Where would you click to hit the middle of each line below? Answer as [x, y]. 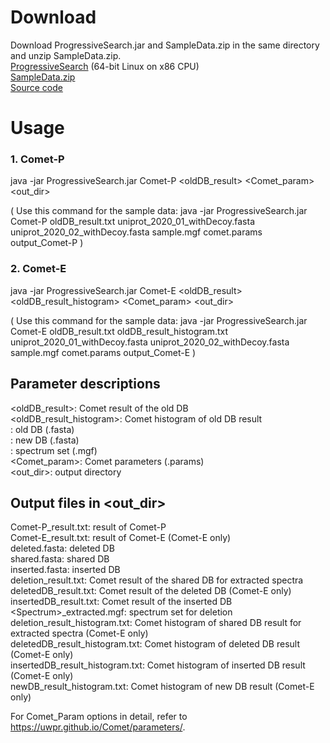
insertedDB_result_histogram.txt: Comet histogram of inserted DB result [158, 665]
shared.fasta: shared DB [60, 559]
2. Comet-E [38, 269]
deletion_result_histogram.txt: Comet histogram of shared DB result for [156, 623]
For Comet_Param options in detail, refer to [99, 717]
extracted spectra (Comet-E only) [79, 633]
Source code [36, 87]
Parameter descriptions [85, 384]
